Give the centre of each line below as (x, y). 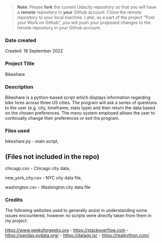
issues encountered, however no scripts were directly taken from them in (78, 216)
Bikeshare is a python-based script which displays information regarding (78, 97)
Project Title (20, 64)
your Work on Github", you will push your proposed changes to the (84, 22)
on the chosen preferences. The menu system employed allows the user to (80, 113)
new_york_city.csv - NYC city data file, (44, 178)
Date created (21, 40)
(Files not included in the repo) (52, 157)
